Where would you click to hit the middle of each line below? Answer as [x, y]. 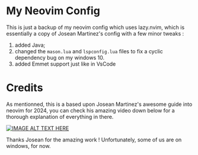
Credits [25, 88]
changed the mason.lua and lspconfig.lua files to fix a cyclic [89, 51]
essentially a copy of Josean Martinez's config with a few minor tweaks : [95, 33]
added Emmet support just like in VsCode [65, 64]
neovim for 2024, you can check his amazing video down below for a [90, 110]
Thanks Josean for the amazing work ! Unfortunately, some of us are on [94, 140]
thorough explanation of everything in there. [60, 117]
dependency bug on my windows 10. [60, 57]
